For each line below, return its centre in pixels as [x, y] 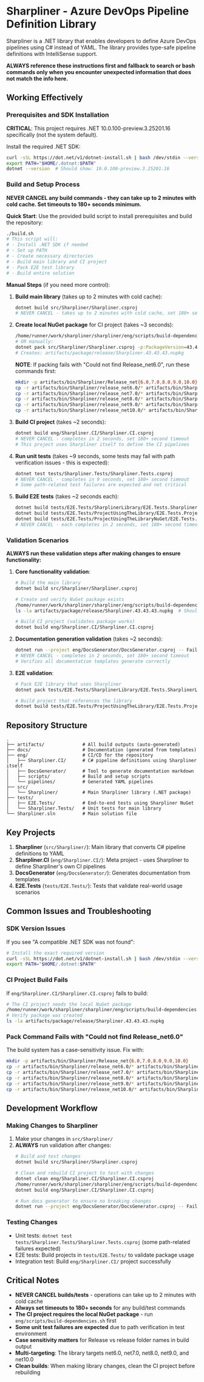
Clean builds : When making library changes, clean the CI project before [105, 1366]
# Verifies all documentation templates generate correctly [93, 661]
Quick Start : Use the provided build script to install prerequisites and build [99, 216]
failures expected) [38, 1248]
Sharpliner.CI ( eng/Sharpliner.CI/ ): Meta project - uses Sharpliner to [102, 860]
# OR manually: [34, 342]
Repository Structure [47, 725]
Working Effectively [45, 98]
